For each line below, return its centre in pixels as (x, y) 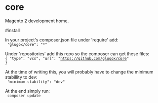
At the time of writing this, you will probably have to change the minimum (79, 72)
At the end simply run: (28, 91)
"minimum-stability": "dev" (36, 82)
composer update (24, 96)
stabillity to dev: (21, 77)
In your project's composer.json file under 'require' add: (62, 40)
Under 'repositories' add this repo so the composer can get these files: (77, 54)
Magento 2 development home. (37, 21)
